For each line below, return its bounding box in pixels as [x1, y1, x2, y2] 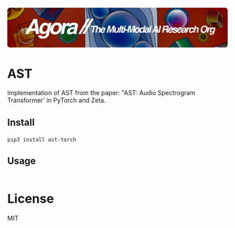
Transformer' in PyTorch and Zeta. [7, 96, 106, 105]
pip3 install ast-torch [7, 136, 77, 143]
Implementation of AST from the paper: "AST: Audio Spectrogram [7, 89, 196, 97]
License [7, 191, 55, 207]
